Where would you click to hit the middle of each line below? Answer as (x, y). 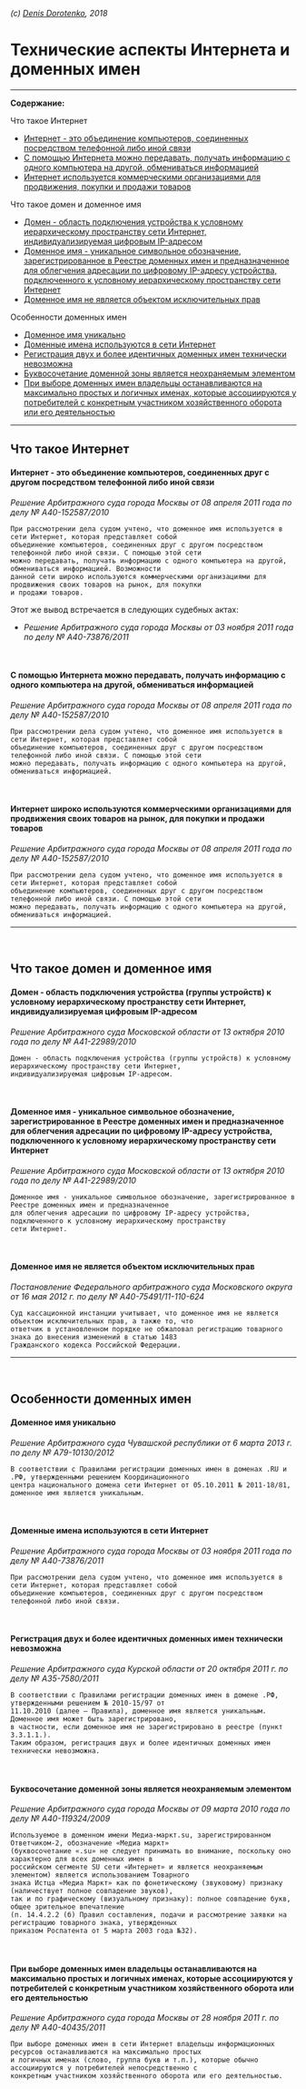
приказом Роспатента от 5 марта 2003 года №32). (104, 1931)
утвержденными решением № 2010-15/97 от (88, 1703)
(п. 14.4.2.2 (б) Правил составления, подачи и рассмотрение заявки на (148, 1915)
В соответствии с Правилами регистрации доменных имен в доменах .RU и (148, 1469)
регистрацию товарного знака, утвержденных (94, 1923)
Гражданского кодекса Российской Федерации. (96, 1345)
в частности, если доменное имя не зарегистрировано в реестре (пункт (147, 1727)
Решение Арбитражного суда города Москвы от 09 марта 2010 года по (150, 1809)
